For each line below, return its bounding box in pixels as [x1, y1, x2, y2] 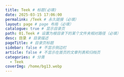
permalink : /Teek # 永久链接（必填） [5, 17, 79, 22]
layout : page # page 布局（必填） [5, 21, 73, 27]
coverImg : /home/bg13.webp [5, 64, 62, 69]
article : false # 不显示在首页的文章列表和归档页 [5, 50, 101, 55]
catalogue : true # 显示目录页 [5, 26, 65, 31]
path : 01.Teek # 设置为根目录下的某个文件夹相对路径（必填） [5, 31, 121, 36]
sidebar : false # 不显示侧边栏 [5, 45, 67, 50]
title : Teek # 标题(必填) [5, 7, 57, 13]
